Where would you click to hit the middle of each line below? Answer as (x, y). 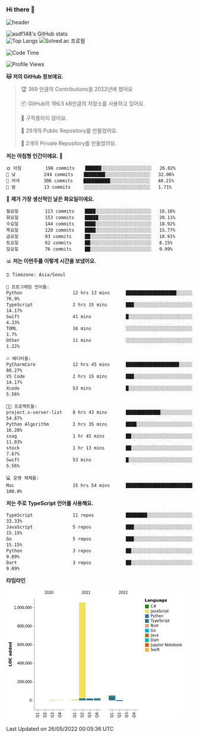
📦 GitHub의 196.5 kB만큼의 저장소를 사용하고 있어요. (83, 104)
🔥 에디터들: (19, 359)
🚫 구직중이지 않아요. (44, 118)
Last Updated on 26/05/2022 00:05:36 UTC (60, 729)
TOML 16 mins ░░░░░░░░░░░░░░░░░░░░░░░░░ (99, 329)
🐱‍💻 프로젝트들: (22, 407)
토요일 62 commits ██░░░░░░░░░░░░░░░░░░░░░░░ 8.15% (90, 243)
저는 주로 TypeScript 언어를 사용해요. (50, 503)
